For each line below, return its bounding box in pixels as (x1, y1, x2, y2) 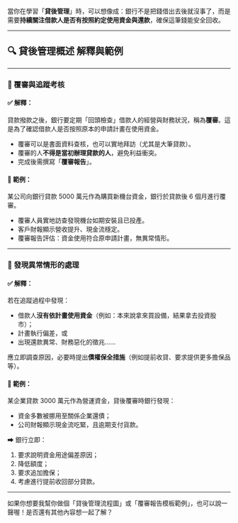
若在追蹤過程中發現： (7, 296, 69, 305)
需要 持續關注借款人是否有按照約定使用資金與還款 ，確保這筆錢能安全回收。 (7, 16, 225, 24)
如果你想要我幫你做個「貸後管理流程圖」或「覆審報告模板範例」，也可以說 (7, 499, 222, 507)
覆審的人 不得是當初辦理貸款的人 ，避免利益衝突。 (17, 149, 161, 157)
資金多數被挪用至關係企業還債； (17, 411, 111, 420)
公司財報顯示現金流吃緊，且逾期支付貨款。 (17, 421, 142, 429)
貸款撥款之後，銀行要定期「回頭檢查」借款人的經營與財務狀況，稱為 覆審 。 (7, 115, 225, 124)
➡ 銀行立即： (7, 436, 47, 444)
